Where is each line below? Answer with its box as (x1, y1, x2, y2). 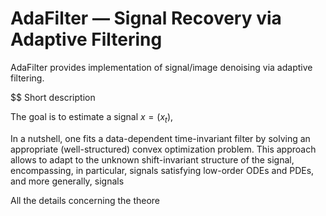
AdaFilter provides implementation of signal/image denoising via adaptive (10, 61, 313, 73)
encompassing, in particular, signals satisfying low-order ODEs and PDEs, (10, 164, 315, 176)
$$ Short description (10, 91, 96, 103)
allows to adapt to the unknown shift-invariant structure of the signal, (10, 153, 295, 166)
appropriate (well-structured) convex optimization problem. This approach (10, 143, 317, 155)
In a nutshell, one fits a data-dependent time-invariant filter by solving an (10, 132, 311, 144)
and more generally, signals (10, 175, 125, 187)
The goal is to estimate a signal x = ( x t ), (10, 110, 174, 125)
